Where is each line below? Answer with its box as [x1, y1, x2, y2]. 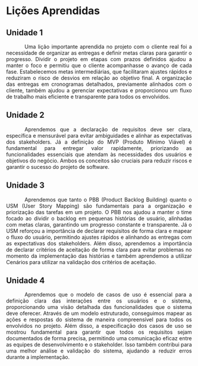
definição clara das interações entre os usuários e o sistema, [6, 297, 192, 304]
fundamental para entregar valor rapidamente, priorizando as [6, 144, 192, 151]
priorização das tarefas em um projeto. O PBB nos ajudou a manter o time [6, 208, 192, 215]
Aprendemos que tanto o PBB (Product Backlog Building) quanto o [24, 196, 192, 203]
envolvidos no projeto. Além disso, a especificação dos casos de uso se [6, 322, 192, 330]
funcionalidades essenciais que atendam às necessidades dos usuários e [6, 151, 192, 158]
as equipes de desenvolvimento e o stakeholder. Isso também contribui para [6, 341, 192, 348]
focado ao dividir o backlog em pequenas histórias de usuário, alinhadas [6, 215, 192, 222]
